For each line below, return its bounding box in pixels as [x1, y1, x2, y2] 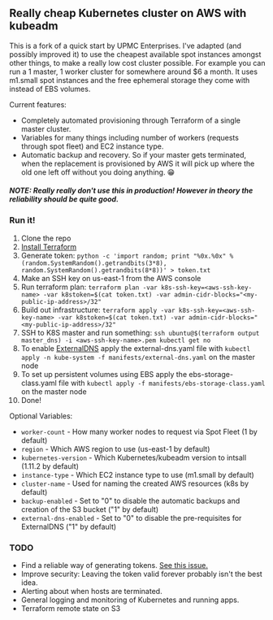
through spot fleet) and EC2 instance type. [20, 141, 164, 151]
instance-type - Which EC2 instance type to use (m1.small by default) [20, 470, 254, 479]
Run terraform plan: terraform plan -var [20, 282, 158, 292]
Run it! [9, 215, 36, 226]
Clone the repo [20, 233, 71, 243]
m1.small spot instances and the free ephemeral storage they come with [9, 75, 250, 85]
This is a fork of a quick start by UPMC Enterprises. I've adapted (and [9, 41, 242, 50]
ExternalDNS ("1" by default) [20, 522, 117, 531]
